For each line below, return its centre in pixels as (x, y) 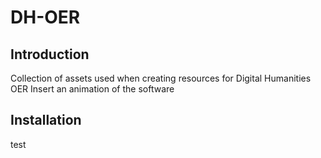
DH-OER (45, 17)
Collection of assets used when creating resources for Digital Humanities (161, 78)
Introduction (50, 54)
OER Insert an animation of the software (92, 89)
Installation (46, 120)
